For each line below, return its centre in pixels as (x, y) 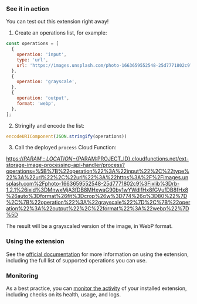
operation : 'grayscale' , (47, 82)
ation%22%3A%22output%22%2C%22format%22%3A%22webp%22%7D (98, 209)
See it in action (28, 9)
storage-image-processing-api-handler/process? (65, 165)
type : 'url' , (33, 60)
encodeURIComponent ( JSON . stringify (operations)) (67, 136)
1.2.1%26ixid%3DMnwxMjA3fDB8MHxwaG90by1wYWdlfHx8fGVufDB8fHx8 (97, 190)
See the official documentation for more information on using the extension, (98, 254)
